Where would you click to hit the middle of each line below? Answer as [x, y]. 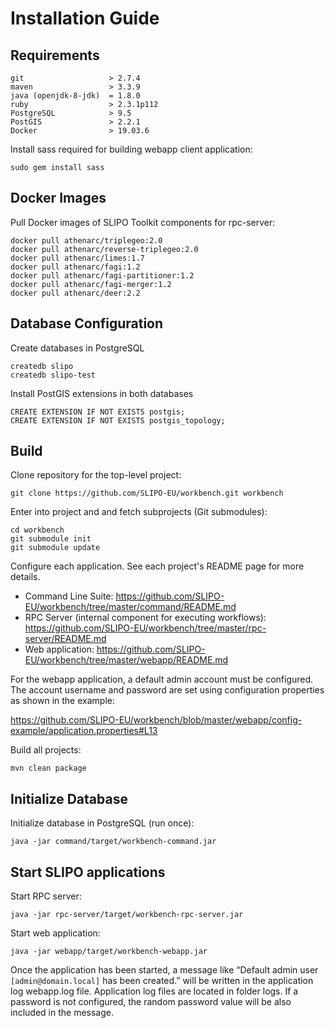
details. [25, 577]
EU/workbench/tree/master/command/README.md [130, 607]
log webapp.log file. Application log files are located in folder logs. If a [154, 991]
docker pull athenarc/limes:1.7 [77, 258]
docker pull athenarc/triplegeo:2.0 [86, 240]
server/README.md [65, 639]
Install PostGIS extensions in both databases [102, 393]
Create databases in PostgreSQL [77, 348]
